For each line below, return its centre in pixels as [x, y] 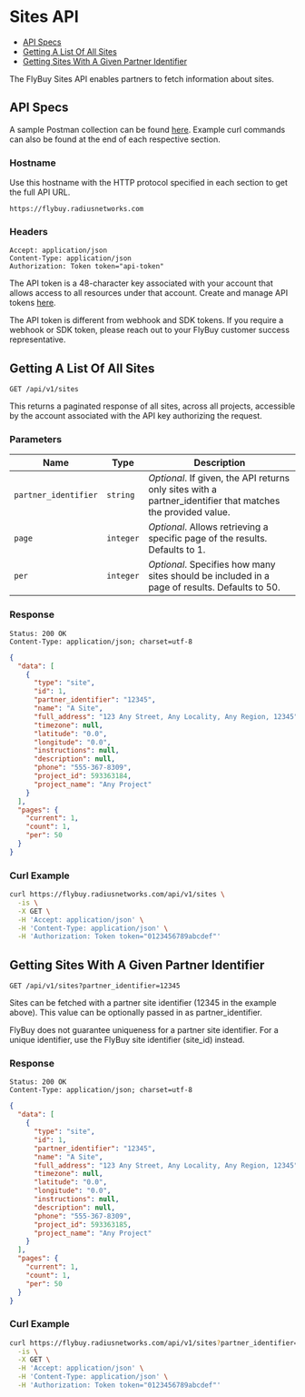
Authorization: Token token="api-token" [87, 267]
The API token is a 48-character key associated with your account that [142, 283]
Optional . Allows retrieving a [208, 527]
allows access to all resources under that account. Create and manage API [149, 293]
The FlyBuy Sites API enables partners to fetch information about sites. [142, 78]
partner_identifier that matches [214, 501]
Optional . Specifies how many [212, 564]
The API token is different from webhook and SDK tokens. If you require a [147, 320]
